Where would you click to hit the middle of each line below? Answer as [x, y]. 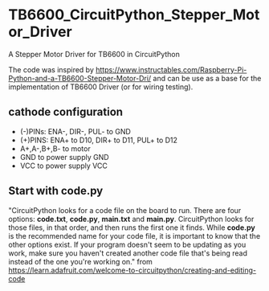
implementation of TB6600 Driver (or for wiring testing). [101, 87]
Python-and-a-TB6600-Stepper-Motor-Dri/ [80, 78]
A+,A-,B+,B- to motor [55, 148]
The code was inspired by [51, 69]
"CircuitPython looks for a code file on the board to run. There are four [125, 210]
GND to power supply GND [65, 157]
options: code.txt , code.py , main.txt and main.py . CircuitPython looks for [131, 219]
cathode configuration [65, 112]
